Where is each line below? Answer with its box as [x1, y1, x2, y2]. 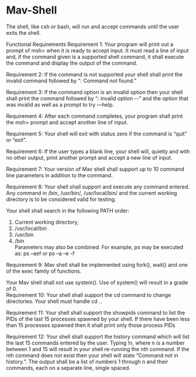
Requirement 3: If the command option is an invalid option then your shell [6, 88, 183, 95]
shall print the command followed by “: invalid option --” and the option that [6, 95, 189, 102]
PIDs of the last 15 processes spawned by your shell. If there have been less [6, 315, 190, 322]
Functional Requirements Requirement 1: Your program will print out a [6, 41, 174, 48]
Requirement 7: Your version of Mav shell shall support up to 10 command [6, 166, 185, 173]
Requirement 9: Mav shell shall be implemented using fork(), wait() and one [6, 261, 188, 268]
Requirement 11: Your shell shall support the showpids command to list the [6, 309, 185, 316]
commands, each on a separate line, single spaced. [6, 364, 131, 371]
